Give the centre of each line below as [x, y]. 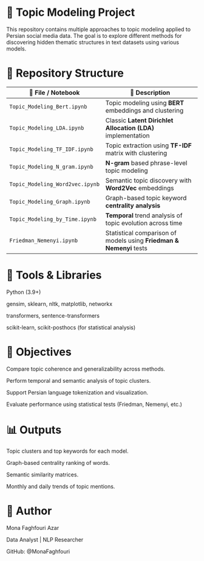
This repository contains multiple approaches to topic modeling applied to [99, 29]
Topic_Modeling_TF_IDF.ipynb [51, 149]
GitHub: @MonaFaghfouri [38, 551]
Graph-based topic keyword [146, 198]
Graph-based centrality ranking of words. [58, 462]
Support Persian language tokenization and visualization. [77, 392]
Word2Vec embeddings [140, 188]
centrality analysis [133, 205]
